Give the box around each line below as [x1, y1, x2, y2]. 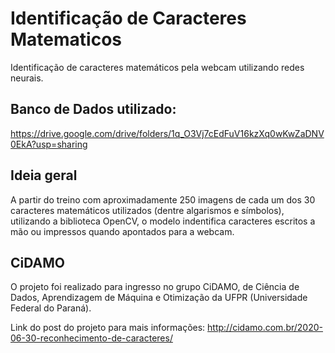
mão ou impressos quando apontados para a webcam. [10, 225, 235, 237]
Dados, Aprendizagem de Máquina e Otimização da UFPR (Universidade [10, 292, 308, 304]
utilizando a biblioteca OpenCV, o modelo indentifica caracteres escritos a [10, 215, 316, 227]
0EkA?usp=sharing [10, 138, 88, 150]
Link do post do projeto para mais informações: [10, 322, 206, 334]
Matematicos [10, 28, 122, 51]
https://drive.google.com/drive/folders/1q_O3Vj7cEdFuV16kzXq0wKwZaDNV [10, 127, 325, 139]
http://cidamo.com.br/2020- [207, 322, 323, 334]
